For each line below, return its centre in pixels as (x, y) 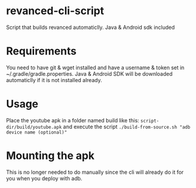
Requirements (41, 51)
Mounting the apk (50, 155)
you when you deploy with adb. (44, 178)
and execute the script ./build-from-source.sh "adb (127, 127)
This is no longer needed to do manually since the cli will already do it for (95, 172)
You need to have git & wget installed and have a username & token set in (95, 67)
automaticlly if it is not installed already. (54, 80)
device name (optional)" (37, 132)
